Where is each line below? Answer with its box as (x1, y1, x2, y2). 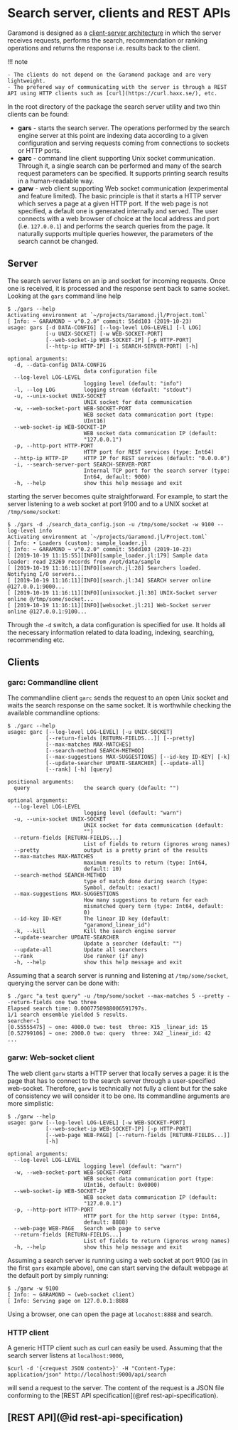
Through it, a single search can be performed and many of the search (17, 161, 222, 170)
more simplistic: (7, 1099, 54, 1107)
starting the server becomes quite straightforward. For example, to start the (7, 492, 229, 501)
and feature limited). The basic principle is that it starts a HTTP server (17, 191, 222, 200)
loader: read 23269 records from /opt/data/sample (7, 558, 161, 565)
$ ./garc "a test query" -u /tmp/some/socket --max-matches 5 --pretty (7, 993, 224, 1000)
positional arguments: (7, 779, 75, 786)
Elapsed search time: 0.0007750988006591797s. (7, 1005, 148, 1013)
